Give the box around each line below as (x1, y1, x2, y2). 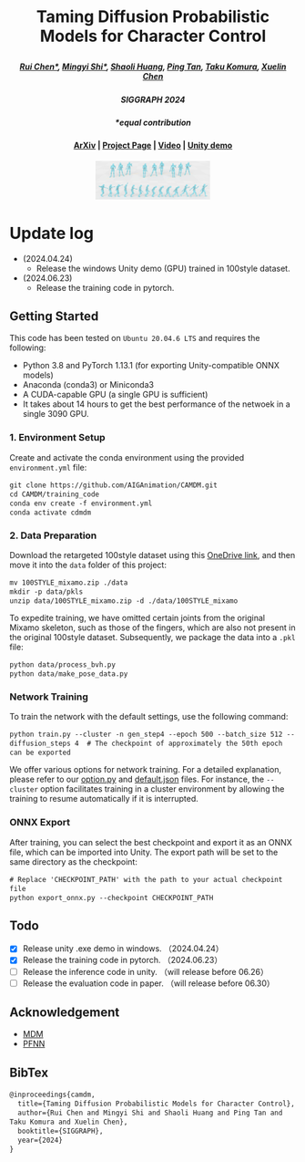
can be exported (9, 748, 71, 758)
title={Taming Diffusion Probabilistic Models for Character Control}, (17, 1099, 296, 1109)
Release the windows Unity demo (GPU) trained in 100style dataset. (36, 263, 290, 274)
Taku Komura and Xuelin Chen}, (9, 1117, 128, 1127)
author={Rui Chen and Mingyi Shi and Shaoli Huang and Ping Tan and (17, 1108, 283, 1118)
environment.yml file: (9, 462, 87, 472)
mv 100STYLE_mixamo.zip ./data (9, 577, 128, 587)
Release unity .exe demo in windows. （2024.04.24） (22, 943, 225, 954)
